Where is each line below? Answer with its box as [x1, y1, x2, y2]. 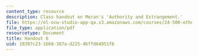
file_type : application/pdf [6, 24, 75, 31]
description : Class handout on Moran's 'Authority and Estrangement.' [6, 14, 183, 20]
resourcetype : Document [6, 30, 65, 36]
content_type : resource [6, 8, 65, 15]
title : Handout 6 [6, 36, 49, 41]
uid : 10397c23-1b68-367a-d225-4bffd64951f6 [6, 41, 115, 47]
